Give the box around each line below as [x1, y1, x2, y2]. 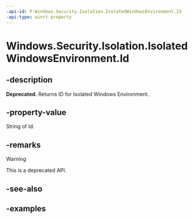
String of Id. [6, 123, 35, 130]
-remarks [6, 140, 41, 150]
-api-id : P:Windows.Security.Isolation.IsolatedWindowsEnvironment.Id [6, 8, 182, 15]
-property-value [6, 107, 67, 117]
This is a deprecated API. [6, 167, 67, 174]
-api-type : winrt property [6, 14, 72, 20]
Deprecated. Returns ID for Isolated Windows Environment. [6, 90, 149, 97]
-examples [6, 203, 46, 214]
